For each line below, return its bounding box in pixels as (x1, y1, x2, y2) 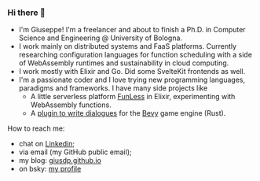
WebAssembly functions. (30, 100, 112, 109)
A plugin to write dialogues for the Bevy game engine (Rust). (30, 109, 226, 118)
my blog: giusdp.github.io (18, 156, 101, 165)
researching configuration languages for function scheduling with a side (18, 50, 253, 60)
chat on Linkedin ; (18, 139, 75, 149)
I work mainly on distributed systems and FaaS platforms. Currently (18, 42, 237, 51)
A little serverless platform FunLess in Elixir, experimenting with (30, 92, 236, 102)
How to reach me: (7, 124, 65, 133)
